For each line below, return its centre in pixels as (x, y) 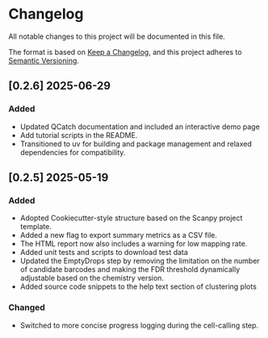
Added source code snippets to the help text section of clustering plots (138, 286)
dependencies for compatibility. (73, 152)
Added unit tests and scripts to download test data (104, 252)
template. (36, 227)
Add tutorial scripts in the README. (79, 135)
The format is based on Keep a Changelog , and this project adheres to (125, 52)
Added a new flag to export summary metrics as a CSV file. (119, 236)
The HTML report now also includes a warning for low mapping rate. (134, 244)
